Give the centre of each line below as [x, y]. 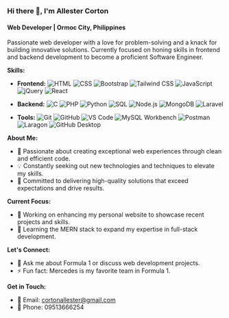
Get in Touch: [27, 286]
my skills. [30, 173]
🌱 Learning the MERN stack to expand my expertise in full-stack [107, 230]
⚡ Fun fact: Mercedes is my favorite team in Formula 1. [94, 271]
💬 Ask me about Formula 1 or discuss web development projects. [108, 263]
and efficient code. [44, 159]
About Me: [23, 138]
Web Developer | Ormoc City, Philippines [67, 27]
